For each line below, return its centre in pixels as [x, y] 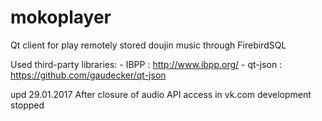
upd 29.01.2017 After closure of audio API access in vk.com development [161, 94]
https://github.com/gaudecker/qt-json [88, 75]
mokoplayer [61, 17]
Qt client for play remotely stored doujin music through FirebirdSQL [148, 45]
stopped [27, 105]
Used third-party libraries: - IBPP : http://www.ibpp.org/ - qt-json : [146, 64]
